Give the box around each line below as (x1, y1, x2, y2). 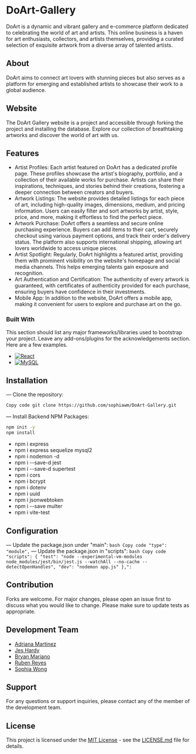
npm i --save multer (14, 503, 63, 510)
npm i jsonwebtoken (14, 496, 64, 503)
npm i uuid (14, 490, 40, 498)
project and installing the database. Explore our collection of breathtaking (6, 125, 183, 132)
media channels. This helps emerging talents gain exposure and (14, 263, 169, 270)
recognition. (14, 270, 44, 277)
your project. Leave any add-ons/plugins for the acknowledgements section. (6, 335, 191, 342)
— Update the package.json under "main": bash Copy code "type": (6, 541, 167, 548)
